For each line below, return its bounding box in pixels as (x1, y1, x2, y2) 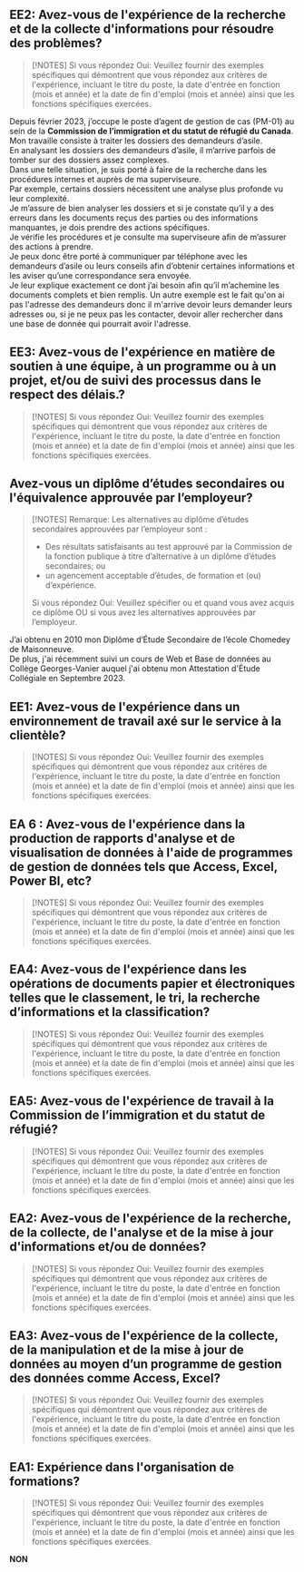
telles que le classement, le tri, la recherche (9, 991, 260, 1006)
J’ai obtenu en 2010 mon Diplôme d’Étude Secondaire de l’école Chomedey (9, 634, 290, 645)
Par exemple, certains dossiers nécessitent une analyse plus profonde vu (9, 183, 284, 194)
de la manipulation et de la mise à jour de (9, 1342, 245, 1357)
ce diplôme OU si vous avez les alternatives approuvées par (31, 607, 257, 618)
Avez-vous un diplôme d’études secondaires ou (9, 476, 285, 492)
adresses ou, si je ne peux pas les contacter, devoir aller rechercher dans (9, 308, 284, 319)
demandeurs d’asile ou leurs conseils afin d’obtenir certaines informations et (9, 260, 295, 271)
